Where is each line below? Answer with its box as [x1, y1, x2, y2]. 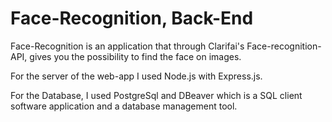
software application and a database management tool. [10, 100, 238, 112]
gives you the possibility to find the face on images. [29, 50, 242, 62]
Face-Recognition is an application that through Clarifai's [10, 40, 245, 52]
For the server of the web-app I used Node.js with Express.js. [10, 70, 263, 82]
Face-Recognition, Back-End [10, 7, 254, 30]
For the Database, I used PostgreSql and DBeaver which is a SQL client [10, 89, 303, 101]
